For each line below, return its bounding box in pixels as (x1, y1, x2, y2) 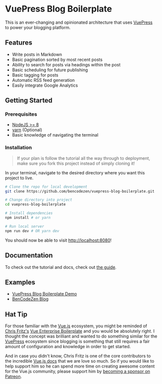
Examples (5, 278, 35, 286)
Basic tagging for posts (12, 72, 59, 78)
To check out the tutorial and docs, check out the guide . (5, 264, 117, 270)
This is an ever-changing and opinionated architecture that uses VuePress (5, 19, 153, 25)
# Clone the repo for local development (5, 184, 88, 189)
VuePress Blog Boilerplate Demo (12, 291, 77, 297)
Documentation (5, 251, 53, 260)
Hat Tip (5, 310, 28, 318)
